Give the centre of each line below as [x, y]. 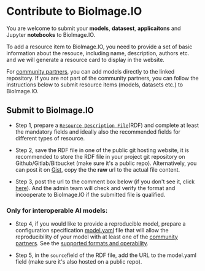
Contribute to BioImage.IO [74, 11]
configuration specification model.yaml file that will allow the [92, 231]
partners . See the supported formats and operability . [82, 243]
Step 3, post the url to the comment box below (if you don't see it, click [105, 181]
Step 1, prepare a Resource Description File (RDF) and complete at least [107, 125]
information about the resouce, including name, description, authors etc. [98, 53]
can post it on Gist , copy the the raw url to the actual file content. [98, 169]
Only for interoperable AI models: [57, 210]
